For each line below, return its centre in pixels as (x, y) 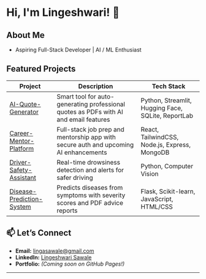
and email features (83, 119)
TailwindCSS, (160, 137)
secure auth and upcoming (95, 144)
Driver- (21, 162)
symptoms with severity (91, 195)
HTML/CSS (157, 206)
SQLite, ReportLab (167, 116)
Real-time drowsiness (89, 162)
